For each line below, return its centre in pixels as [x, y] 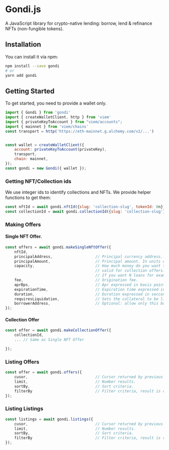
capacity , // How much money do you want [88, 266]
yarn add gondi [21, 75]
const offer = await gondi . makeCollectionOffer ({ [58, 330]
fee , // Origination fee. [76, 280]
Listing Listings [24, 409]
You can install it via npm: [32, 57]
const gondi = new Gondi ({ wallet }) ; [46, 168]
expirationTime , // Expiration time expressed [86, 289]
